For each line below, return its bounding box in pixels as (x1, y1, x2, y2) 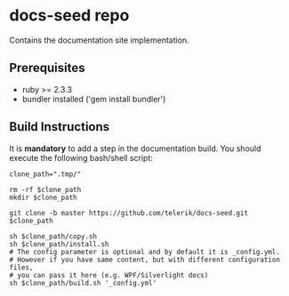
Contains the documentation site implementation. (9, 35, 189, 45)
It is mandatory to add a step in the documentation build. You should (9, 143, 261, 154)
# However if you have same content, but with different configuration (9, 255, 280, 264)
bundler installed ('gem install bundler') (21, 93, 166, 104)
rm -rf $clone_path (9, 185, 82, 194)
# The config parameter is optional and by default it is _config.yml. (9, 247, 280, 256)
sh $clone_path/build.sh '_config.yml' (9, 278, 157, 287)
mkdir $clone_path (9, 193, 77, 202)
